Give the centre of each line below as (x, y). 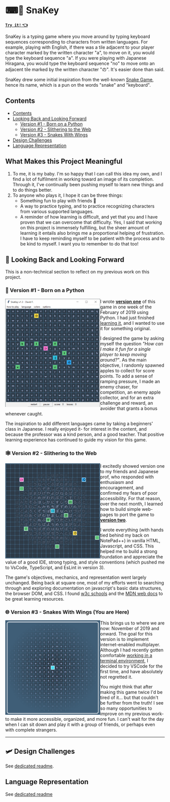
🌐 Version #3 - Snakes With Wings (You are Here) (67, 612)
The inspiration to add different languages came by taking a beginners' (79, 424)
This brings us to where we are (133, 623)
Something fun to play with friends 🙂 (58, 200)
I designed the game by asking (132, 338)
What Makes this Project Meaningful (64, 162)
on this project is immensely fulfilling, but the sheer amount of (84, 227)
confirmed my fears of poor (129, 493)
